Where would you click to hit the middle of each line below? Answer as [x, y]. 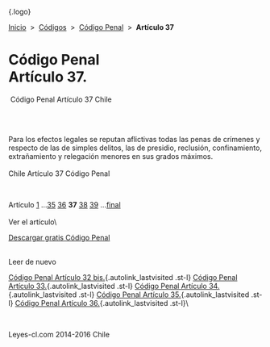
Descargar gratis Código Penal [59, 237]
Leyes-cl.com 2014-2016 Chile [59, 334]
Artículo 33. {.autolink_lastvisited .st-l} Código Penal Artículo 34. [114, 286]
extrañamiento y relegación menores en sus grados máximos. [111, 156]
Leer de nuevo [32, 261]
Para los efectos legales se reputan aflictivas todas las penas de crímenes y [134, 139]
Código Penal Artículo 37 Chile [61, 99]
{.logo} [20, 12]
